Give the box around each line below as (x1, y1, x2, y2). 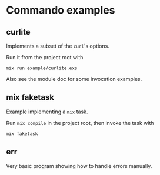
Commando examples (6, 4, 115, 17)
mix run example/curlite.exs (6, 65, 78, 71)
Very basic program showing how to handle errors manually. (6, 162, 152, 169)
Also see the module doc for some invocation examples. (6, 76, 142, 82)
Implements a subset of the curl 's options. (6, 42, 110, 49)
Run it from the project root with (6, 54, 84, 60)
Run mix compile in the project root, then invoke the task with (6, 119, 154, 126)
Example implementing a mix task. (6, 108, 88, 115)
